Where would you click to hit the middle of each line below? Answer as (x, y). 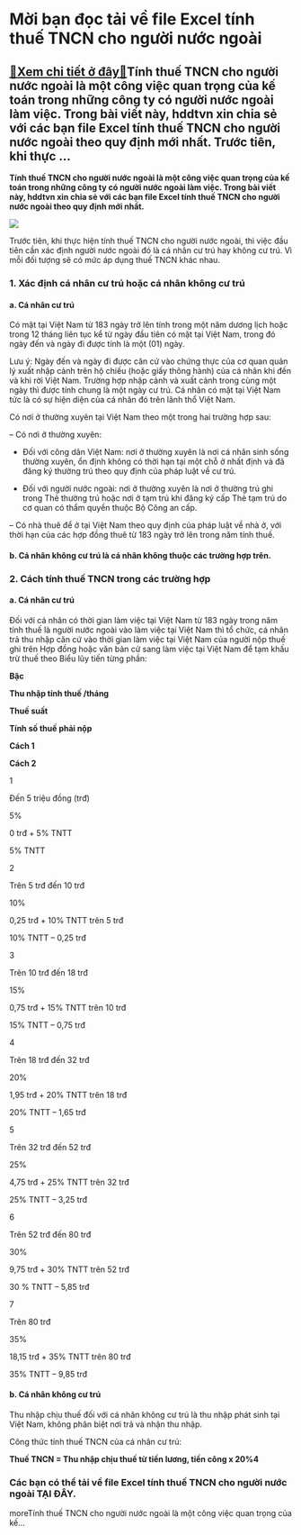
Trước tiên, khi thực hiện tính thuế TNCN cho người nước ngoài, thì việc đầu (149, 241)
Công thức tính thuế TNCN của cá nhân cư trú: (96, 1442)
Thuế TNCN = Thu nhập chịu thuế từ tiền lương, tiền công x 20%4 (134, 1459)
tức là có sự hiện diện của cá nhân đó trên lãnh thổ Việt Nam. (122, 400)
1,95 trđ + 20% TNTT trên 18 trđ (68, 1094)
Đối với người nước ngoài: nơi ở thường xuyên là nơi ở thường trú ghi (148, 489)
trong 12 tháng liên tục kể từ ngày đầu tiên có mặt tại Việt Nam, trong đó (142, 334)
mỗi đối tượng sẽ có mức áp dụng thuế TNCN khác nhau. (115, 260)
